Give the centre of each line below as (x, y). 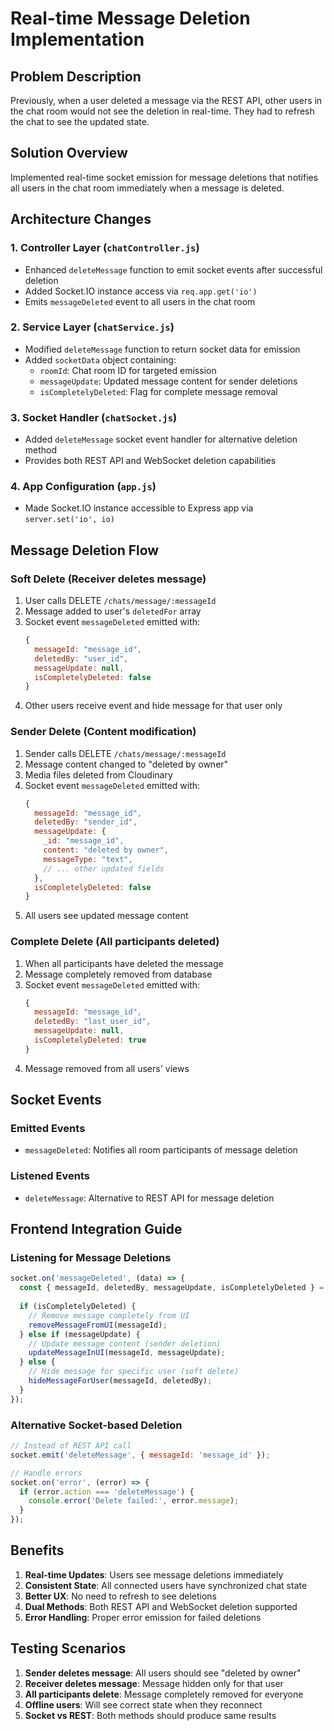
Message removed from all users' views (107, 1068)
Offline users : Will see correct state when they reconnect (143, 1704)
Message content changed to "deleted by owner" (126, 764)
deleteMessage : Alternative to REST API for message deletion (149, 1198)
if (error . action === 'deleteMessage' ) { (107, 1492)
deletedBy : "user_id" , (81, 658)
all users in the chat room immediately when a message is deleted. (147, 188)
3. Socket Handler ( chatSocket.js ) (94, 417)
